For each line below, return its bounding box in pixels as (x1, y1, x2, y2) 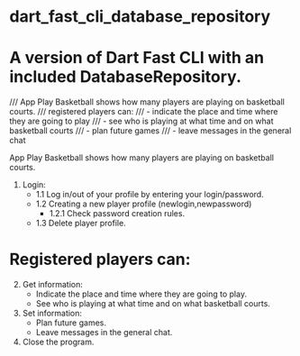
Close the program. (22, 336, 95, 348)
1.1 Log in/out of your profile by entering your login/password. (35, 189, 264, 200)
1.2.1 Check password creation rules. (49, 208, 186, 219)
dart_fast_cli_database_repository (9, 6, 271, 27)
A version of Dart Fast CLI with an (9, 48, 264, 68)
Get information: (22, 279, 84, 290)
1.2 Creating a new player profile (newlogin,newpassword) (35, 198, 252, 209)
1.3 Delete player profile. (35, 218, 126, 229)
